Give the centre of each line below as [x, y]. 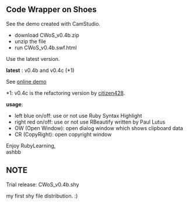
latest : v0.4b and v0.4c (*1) [40, 70]
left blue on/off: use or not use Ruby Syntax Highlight [78, 115]
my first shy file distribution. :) [42, 196]
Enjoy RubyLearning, [31, 145]
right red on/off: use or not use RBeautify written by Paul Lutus [90, 122]
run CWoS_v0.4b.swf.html [45, 47]
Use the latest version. [33, 59]
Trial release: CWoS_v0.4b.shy [43, 184]
